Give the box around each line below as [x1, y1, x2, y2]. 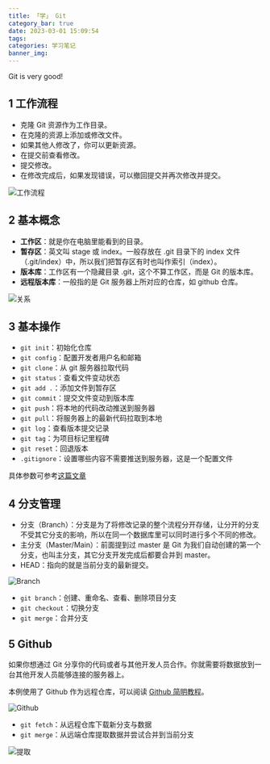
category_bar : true [8, 19, 74, 27]
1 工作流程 [8, 97, 59, 111]
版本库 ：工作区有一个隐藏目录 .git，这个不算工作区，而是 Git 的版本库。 [19, 267, 258, 276]
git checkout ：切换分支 [19, 603, 99, 613]
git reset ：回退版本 [19, 443, 89, 453]
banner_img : [8, 49, 48, 57]
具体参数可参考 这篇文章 [8, 471, 86, 481]
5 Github [8, 637, 52, 651]
